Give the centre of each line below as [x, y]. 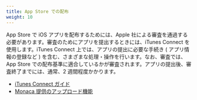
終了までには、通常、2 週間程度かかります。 [65, 71]
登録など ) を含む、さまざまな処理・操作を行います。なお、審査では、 [101, 56]
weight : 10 [19, 17]
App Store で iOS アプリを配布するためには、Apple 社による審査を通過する [97, 34]
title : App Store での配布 [37, 11]
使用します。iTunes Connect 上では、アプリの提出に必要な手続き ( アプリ [95, 49]
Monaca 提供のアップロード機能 [54, 91]
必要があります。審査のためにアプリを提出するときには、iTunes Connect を [98, 42]
